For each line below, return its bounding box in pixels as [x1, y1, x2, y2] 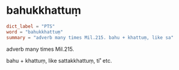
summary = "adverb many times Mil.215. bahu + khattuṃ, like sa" [6, 34, 174, 41]
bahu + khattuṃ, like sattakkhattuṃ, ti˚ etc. [6, 57, 113, 64]
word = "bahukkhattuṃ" [6, 29, 63, 35]
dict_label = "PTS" [6, 23, 55, 29]
